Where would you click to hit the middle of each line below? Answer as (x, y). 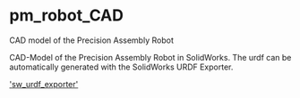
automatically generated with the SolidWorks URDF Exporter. (121, 67)
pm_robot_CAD (66, 16)
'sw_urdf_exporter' (44, 84)
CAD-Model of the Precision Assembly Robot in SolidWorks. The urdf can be (150, 57)
